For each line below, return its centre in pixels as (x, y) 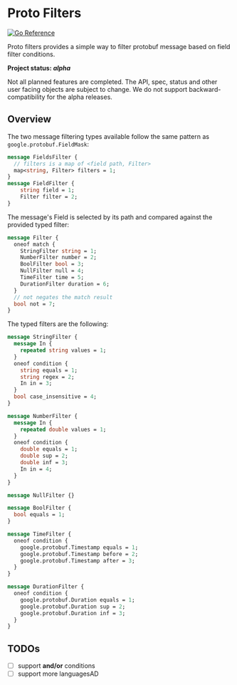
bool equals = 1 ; (39, 515)
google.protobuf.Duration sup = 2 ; (73, 607)
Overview (30, 119)
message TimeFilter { (39, 534)
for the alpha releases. (79, 97)
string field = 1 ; (47, 190)
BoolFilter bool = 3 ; (52, 264)
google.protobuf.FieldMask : (48, 144)
